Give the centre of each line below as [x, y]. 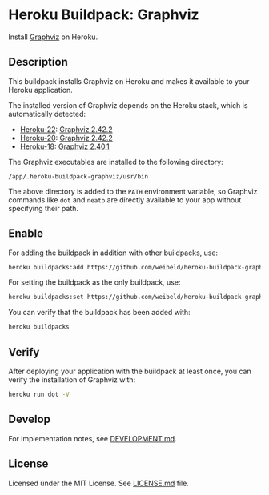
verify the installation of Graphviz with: [72, 380]
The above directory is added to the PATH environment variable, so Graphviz [133, 191]
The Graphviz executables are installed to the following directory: [116, 162]
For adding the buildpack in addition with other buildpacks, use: [113, 253]
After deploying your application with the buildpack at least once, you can [130, 371]
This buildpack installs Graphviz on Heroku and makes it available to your [129, 81]
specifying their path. [43, 208]
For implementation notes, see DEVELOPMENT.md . [93, 438]
